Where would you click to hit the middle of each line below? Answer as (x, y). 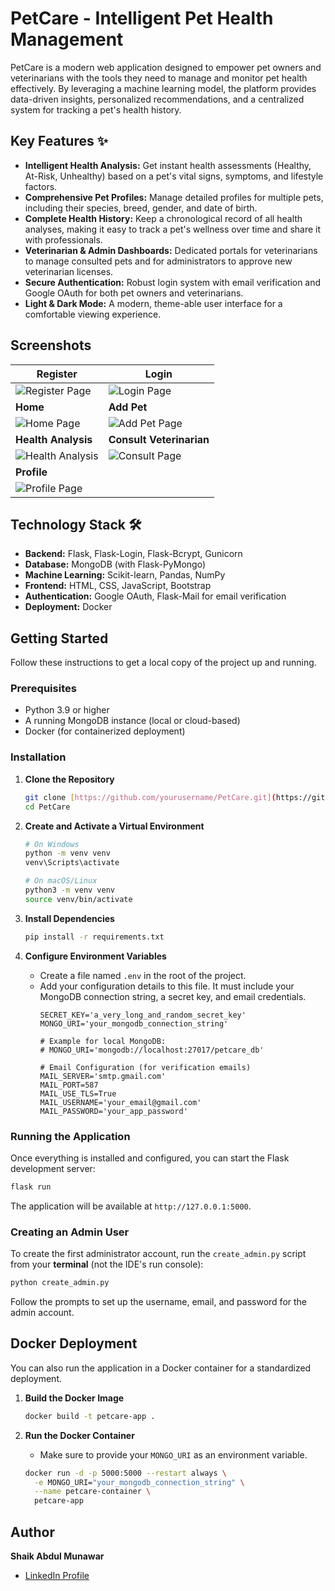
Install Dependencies (69, 918)
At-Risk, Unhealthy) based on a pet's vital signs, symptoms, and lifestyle (174, 176)
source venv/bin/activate (78, 899)
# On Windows (52, 844)
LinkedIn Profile (57, 1575)
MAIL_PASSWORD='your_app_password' (113, 1111)
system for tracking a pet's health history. (96, 109)
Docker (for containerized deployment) (105, 731)
